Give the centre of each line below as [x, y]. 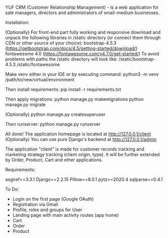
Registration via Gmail [35, 204]
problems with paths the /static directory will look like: [61, 59]
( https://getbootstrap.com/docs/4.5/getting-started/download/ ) [71, 48]
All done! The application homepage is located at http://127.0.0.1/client [78, 134]
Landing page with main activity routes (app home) [66, 215]
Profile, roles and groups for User [47, 210]
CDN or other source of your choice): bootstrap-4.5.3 [61, 43]
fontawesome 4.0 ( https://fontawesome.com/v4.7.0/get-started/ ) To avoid [82, 54]
